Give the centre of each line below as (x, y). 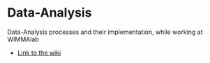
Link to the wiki (39, 53)
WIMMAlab (23, 39)
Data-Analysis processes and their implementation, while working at (105, 32)
